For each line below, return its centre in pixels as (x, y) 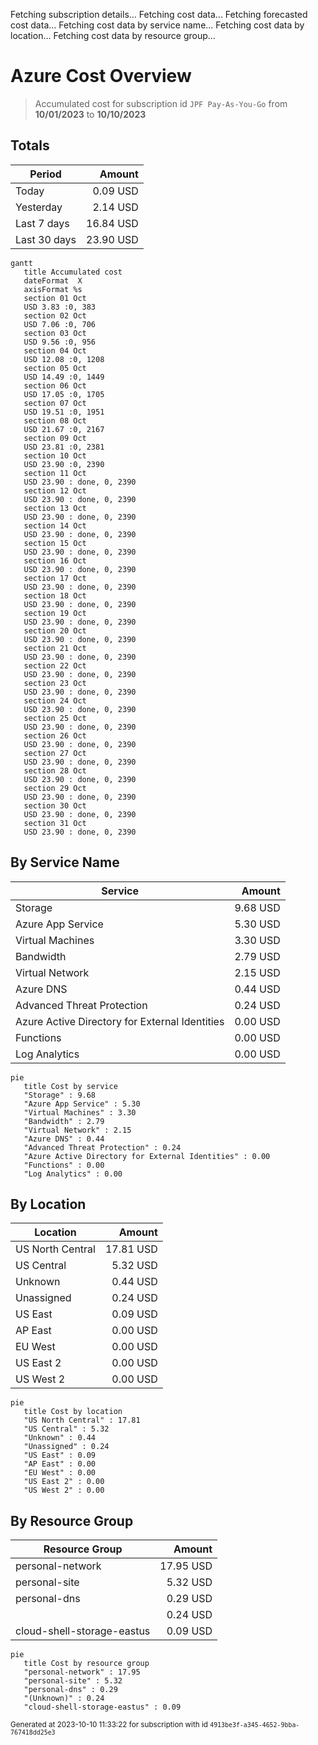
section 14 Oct (55, 525)
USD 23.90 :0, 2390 (64, 464)
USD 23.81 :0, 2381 (64, 447)
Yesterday (39, 207)
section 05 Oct (55, 368)
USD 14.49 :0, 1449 (64, 377)
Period (45, 174)
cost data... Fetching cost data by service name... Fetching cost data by (157, 25)
